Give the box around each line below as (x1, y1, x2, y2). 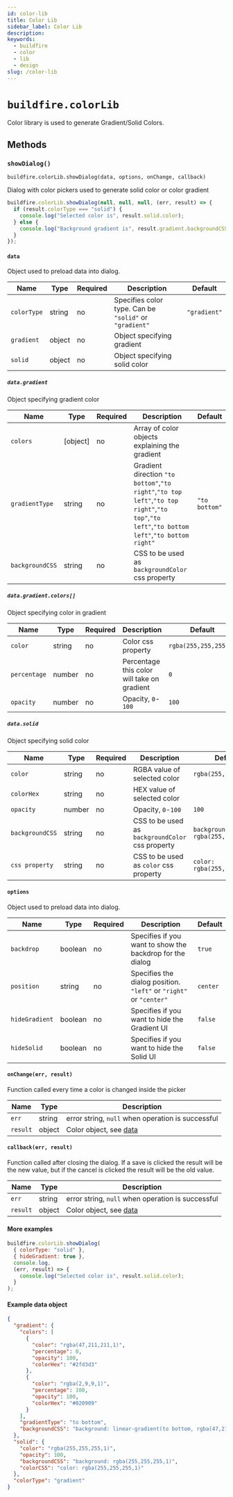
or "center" (130, 995, 169, 1004)
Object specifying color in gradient (7, 609, 106, 617)
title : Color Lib (7, 17, 58, 24)
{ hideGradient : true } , (13, 1252, 85, 1260)
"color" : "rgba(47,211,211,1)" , (32, 1341, 126, 1348)
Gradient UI (130, 1023, 169, 1033)
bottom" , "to (133, 478, 171, 488)
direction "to (133, 470, 175, 480)
